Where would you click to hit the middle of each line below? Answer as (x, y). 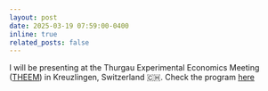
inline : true (33, 34)
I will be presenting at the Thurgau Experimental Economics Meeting (134, 68)
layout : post (33, 17)
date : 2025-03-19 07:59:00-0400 (69, 26)
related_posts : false (49, 42)
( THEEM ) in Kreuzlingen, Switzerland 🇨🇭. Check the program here (132, 78)
